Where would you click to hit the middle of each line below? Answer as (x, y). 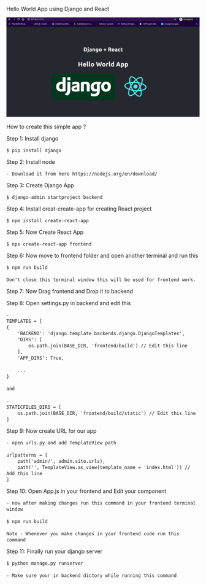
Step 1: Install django (32, 139)
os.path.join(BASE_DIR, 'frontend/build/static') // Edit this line (107, 414)
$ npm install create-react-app (48, 221)
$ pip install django (34, 151)
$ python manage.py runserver (45, 564)
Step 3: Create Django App (40, 185)
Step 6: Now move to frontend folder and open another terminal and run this (102, 256)
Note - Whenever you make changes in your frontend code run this (93, 534)
